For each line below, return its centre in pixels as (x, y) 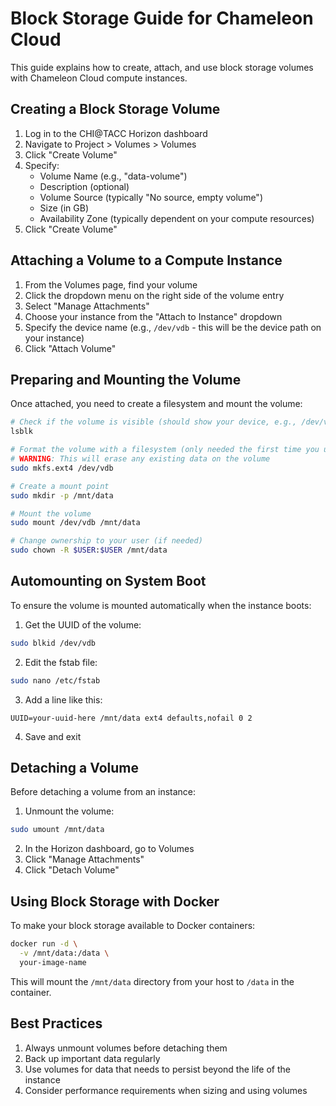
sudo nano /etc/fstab (55, 680)
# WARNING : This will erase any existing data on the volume (140, 459)
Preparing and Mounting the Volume (126, 379)
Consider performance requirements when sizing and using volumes (166, 1090)
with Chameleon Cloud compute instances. (99, 78)
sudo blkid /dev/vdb (53, 643)
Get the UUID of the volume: (83, 624)
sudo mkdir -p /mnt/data (62, 495)
